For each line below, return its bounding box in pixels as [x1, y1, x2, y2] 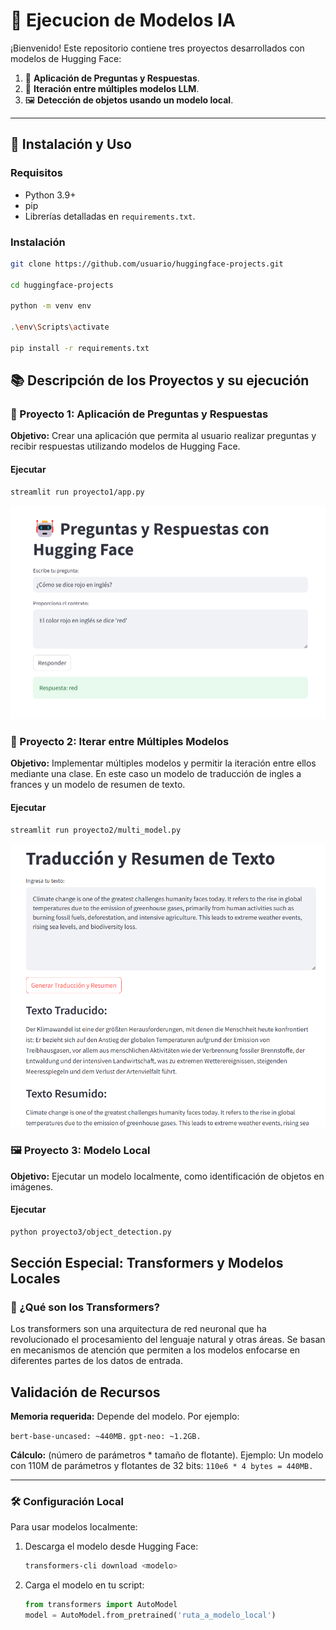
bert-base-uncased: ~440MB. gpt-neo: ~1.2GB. [10, 1432, 202, 1442]
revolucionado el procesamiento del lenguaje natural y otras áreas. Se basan [10, 1334, 326, 1346]
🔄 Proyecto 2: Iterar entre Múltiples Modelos [10, 734, 230, 748]
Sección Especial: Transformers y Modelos [10, 1255, 284, 1272]
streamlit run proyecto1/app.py [10, 487, 145, 497]
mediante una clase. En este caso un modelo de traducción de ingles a [10, 768, 302, 780]
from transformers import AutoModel [24, 1600, 178, 1610]
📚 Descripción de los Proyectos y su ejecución [10, 372, 310, 389]
